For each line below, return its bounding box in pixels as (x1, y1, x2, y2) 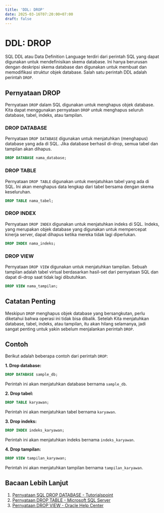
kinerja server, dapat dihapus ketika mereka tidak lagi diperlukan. (5, 231, 137, 237)
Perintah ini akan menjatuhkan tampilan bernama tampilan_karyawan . (5, 464, 143, 470)
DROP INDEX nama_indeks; (5, 241, 56, 246)
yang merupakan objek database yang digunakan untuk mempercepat (5, 226, 147, 232)
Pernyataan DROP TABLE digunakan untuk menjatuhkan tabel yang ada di (5, 178, 149, 184)
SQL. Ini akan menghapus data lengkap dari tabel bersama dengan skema (5, 184, 154, 189)
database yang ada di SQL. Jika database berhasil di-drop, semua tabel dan (5, 141, 158, 147)
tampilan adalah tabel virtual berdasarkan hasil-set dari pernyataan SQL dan (5, 269, 159, 275)
